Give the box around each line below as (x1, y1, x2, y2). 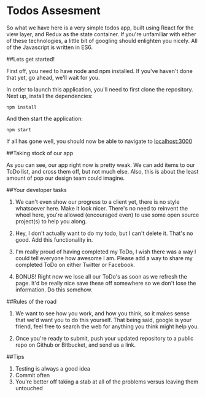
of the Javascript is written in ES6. (6, 44, 93, 51)
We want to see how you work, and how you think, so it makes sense (15, 309, 190, 317)
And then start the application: (6, 115, 83, 122)
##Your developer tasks (6, 186, 67, 193)
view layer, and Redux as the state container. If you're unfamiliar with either (6, 30, 196, 37)
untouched (15, 384, 43, 391)
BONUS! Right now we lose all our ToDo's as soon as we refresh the (15, 272, 187, 280)
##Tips (6, 353, 25, 360)
